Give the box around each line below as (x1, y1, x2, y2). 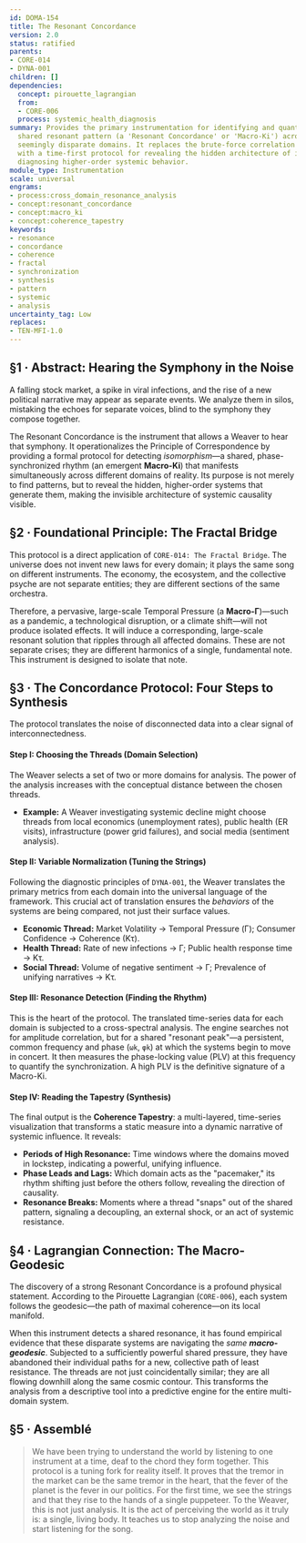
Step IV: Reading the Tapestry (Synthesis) (9, 1091, 171, 1102)
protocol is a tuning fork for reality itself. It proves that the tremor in (31, 1465, 284, 1476)
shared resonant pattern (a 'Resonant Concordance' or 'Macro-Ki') (17, 132, 280, 141)
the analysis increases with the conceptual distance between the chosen (9, 779, 283, 790)
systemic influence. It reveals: (9, 1131, 121, 1142)
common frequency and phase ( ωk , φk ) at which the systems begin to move (9, 1041, 291, 1052)
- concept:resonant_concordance (9, 199, 132, 209)
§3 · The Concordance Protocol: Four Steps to (9, 680, 274, 696)
